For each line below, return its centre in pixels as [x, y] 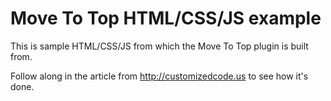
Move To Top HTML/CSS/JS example [166, 18]
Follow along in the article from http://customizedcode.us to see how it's [159, 76]
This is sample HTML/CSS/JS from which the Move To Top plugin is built [159, 46]
